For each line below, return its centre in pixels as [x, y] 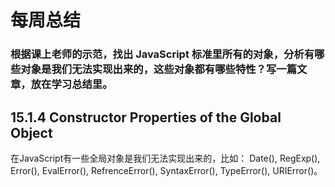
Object [31, 132]
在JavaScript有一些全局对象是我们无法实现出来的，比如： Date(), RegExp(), [165, 158]
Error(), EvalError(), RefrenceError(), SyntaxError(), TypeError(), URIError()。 [166, 170]
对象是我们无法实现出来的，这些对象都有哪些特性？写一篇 [159, 69]
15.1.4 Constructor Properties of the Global [146, 117]
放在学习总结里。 [71, 84]
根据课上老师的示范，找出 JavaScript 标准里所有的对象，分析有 [162, 54]
